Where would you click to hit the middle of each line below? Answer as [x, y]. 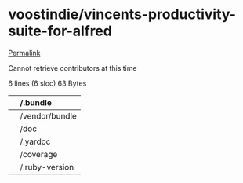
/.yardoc [35, 141]
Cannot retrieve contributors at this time [73, 68]
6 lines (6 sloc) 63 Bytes [47, 83]
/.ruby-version [47, 167]
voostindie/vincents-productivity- [122, 15]
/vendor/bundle [48, 115]
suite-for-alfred [60, 31]
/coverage [39, 154]
